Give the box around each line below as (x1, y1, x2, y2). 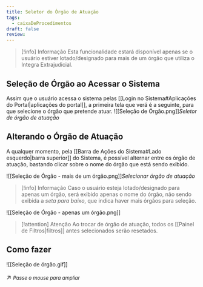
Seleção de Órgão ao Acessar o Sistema (6, 78, 161, 89)
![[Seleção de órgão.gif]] (6, 260, 68, 268)
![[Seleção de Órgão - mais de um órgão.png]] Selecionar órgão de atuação (6, 172, 195, 180)
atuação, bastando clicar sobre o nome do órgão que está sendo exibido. (6, 160, 190, 167)
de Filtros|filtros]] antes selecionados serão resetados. (21, 227, 158, 234)
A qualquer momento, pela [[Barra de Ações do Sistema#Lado (6, 147, 162, 155)
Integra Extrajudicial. (21, 61, 73, 69)
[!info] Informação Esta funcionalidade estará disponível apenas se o (21, 48, 193, 55)
